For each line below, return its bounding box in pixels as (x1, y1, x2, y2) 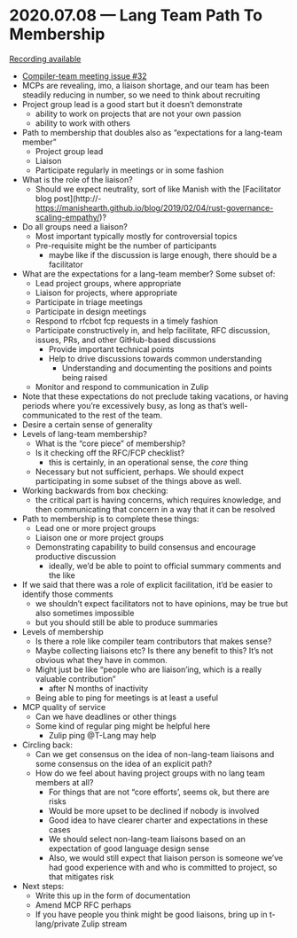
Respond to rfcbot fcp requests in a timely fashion (35, 316, 219, 326)
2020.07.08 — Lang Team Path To (9, 5, 263, 26)
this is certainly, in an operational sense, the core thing (48, 457, 248, 467)
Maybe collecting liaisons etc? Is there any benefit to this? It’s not (35, 645, 274, 656)
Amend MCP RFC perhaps (35, 899, 131, 910)
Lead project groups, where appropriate (35, 277, 182, 288)
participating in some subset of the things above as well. (35, 475, 242, 486)
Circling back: (21, 739, 74, 750)
